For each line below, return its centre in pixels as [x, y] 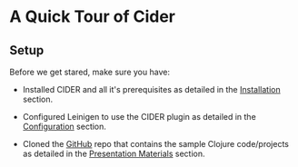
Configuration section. [65, 126]
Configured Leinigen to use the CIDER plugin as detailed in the [139, 117]
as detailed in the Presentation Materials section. [114, 153]
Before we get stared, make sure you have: [90, 72]
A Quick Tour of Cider [92, 17]
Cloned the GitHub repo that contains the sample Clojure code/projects [155, 144]
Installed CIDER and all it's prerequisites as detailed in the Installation [151, 89]
